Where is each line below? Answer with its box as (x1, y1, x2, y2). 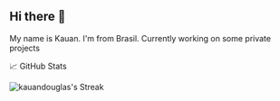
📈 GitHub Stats (9, 60, 67, 71)
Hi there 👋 (9, 9, 66, 24)
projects (9, 42, 41, 53)
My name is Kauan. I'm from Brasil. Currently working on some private (9, 32, 272, 43)
